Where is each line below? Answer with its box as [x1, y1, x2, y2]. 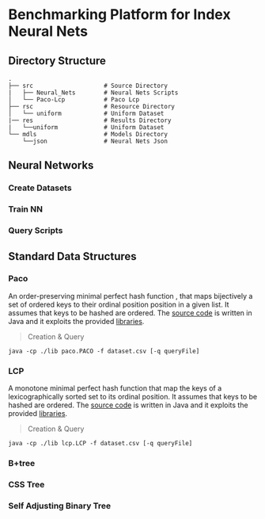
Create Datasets [8, 182, 73, 193]
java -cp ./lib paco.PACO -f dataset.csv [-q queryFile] [8, 347, 200, 355]
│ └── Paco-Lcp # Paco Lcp [8, 96, 140, 104]
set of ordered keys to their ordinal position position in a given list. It [8, 300, 229, 309]
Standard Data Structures [8, 250, 137, 263]
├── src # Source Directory [8, 82, 168, 90]
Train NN [8, 204, 44, 215]
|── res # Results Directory [8, 116, 172, 124]
